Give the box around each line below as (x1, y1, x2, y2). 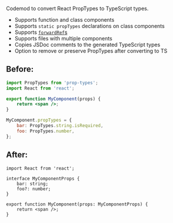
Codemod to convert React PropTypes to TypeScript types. (6, 5, 149, 12)
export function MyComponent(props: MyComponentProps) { (6, 201, 148, 207)
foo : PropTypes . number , (16, 128, 75, 134)
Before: (6, 64, 34, 74)
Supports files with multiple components (14, 35, 113, 42)
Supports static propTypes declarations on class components (14, 23, 165, 29)
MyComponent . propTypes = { (6, 117, 72, 123)
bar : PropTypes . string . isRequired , (16, 123, 104, 129)
